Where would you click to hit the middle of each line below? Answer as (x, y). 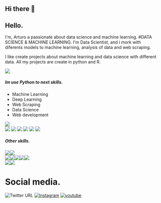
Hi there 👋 (20, 9)
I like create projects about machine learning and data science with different (81, 57)
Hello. (14, 25)
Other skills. (17, 141)
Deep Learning (27, 99)
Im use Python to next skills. (34, 82)
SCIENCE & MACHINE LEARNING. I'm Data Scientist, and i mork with (73, 42)
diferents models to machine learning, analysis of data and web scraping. (78, 47)
